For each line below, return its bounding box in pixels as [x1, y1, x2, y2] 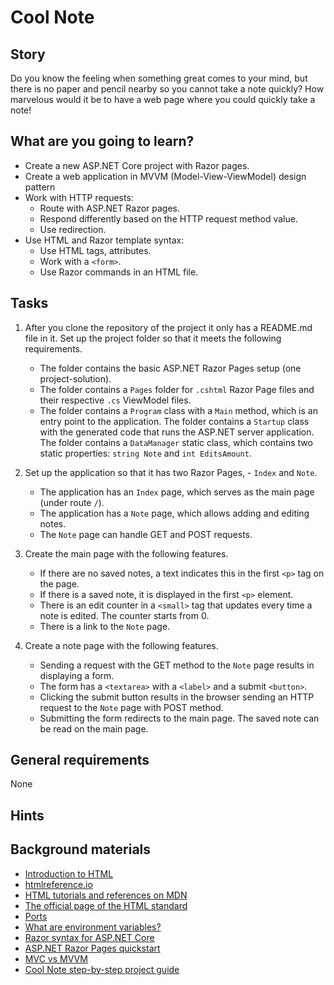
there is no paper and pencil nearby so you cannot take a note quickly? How [10, 83, 325, 95]
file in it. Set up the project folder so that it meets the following [24, 332, 282, 344]
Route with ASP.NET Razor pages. [39, 202, 181, 214]
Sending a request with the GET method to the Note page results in [39, 659, 315, 671]
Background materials [10, 841, 152, 858]
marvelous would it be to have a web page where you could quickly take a [10, 94, 316, 105]
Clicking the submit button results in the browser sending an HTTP [39, 691, 315, 703]
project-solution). [39, 372, 112, 385]
